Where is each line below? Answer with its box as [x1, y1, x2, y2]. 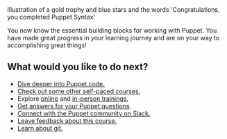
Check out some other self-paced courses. [17, 87, 141, 95]
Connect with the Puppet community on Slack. [17, 109, 151, 117]
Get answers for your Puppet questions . [17, 101, 132, 110]
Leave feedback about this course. [17, 116, 117, 124]
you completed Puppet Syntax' [7, 13, 96, 21]
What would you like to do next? [7, 61, 149, 73]
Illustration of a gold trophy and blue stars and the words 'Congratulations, [7, 6, 220, 13]
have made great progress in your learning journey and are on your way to [7, 34, 220, 42]
